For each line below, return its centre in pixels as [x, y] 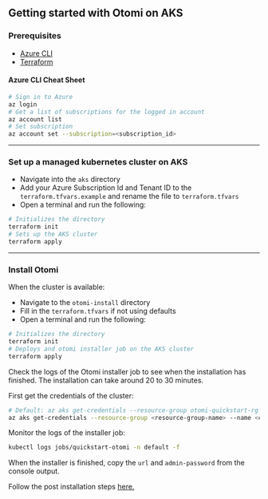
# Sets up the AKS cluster [53, 235]
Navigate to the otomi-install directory [85, 303]
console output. [34, 471]
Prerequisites [35, 36]
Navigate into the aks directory [70, 180]
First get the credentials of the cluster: [71, 395]
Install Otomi [33, 269]
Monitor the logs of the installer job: [67, 433]
